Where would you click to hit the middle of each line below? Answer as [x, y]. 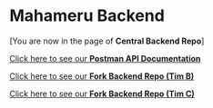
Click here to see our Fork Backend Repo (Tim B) [102, 76]
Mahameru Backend [87, 16]
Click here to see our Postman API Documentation [105, 58]
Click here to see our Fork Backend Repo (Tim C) [102, 93]
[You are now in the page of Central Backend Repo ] [107, 41]
